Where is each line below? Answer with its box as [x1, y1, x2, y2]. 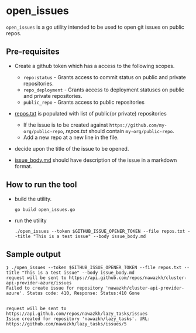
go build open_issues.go [14, 206, 75, 212]
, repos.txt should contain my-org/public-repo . [62, 127, 174, 134]
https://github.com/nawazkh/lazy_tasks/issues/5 [6, 321, 127, 327]
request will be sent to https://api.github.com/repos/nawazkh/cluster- [6, 275, 187, 281]
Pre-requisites [6, 47, 60, 57]
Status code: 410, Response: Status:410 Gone [27, 290, 140, 297]
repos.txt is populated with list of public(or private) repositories [14, 110, 167, 117]
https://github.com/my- [109, 122, 167, 128]
